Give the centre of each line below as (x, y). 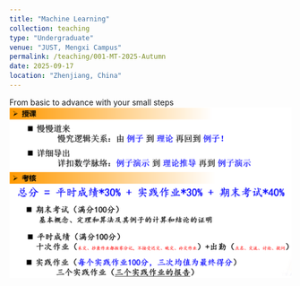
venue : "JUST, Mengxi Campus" (66, 48)
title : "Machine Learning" (60, 19)
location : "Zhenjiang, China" (66, 76)
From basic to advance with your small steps (92, 102)
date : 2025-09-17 (42, 66)
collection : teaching (50, 28)
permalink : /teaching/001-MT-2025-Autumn (88, 57)
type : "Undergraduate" (51, 38)
